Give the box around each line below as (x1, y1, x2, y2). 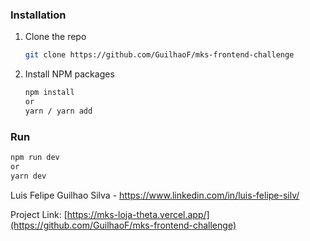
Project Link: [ (10, 208, 68, 220)
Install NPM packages (24, 68, 115, 80)
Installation (10, 8, 67, 22)
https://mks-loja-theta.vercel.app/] (66, 208, 210, 220)
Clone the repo (24, 31, 87, 43)
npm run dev (10, 153, 60, 163)
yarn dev (10, 171, 47, 181)
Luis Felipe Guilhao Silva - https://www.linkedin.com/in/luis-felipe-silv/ (10, 189, 300, 201)
